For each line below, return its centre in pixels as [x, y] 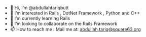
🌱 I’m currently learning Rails [40, 18]
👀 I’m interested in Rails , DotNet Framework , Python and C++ [75, 13]
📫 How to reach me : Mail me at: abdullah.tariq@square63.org [75, 29]
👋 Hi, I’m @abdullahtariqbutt [39, 8]
